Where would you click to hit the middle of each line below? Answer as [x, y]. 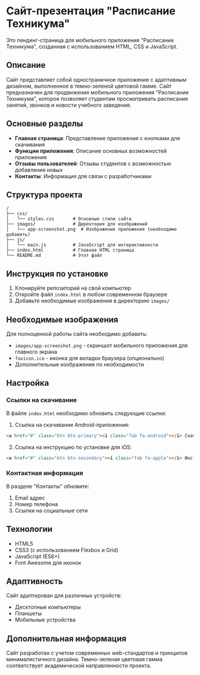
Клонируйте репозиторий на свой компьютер [73, 288]
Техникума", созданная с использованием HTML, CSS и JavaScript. [92, 47]
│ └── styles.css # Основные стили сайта [69, 219]
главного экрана [36, 352]
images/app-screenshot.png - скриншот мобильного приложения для [101, 345]
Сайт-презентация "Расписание [91, 11]
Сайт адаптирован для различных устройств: [64, 596]
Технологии [29, 529]
